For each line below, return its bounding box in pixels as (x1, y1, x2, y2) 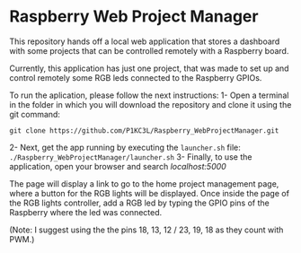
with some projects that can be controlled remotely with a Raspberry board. (9, 45, 289, 56)
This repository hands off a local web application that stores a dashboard (9, 36, 280, 47)
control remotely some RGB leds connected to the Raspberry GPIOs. (9, 72, 262, 83)
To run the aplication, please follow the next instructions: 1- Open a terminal (9, 90, 289, 100)
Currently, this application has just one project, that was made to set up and (9, 63, 289, 74)
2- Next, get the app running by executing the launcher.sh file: (9, 142, 241, 153)
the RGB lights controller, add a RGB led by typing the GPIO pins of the (9, 197, 270, 208)
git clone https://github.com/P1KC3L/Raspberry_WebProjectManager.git (9, 126, 279, 135)
